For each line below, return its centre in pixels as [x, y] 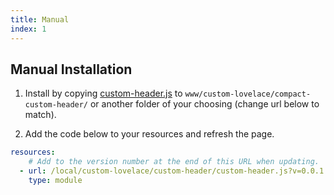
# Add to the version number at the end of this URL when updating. [174, 162]
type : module [55, 180]
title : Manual [40, 19]
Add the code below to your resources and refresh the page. [149, 134]
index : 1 [28, 29]
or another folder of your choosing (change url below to [204, 104]
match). [40, 115]
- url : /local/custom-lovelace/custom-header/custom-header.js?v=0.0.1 [172, 171]
